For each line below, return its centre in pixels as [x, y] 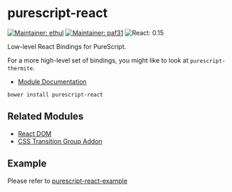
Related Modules [46, 116]
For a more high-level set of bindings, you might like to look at [98, 60]
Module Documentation [52, 81]
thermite [20, 68]
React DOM [35, 134]
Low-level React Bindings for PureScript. [67, 46]
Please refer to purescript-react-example [68, 181]
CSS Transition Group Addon [60, 141]
